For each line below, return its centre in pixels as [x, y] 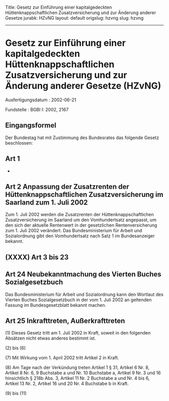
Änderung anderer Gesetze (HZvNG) [83, 86]
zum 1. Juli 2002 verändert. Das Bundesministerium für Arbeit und [74, 231]
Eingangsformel [31, 125]
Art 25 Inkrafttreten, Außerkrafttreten [65, 321]
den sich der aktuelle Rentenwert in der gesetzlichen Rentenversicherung [81, 225]
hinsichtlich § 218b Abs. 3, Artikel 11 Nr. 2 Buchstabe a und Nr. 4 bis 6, [77, 378]
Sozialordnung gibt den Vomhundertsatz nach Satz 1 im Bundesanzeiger [80, 236]
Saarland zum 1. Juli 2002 [47, 202]
